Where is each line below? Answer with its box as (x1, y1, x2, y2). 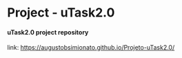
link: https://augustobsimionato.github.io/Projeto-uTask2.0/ (7, 43, 175, 52)
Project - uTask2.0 (7, 5, 115, 21)
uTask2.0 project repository (7, 28, 89, 36)
